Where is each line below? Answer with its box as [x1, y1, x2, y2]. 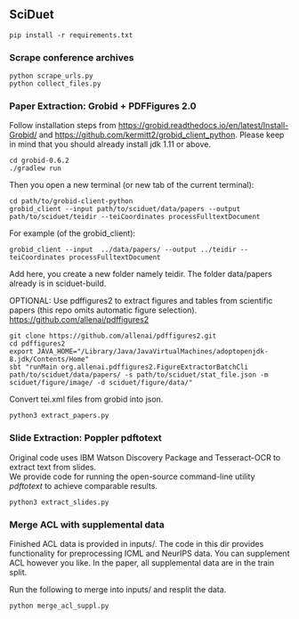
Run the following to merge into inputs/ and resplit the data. [9, 584, 227, 595]
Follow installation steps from [9, 120, 117, 131]
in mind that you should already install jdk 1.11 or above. [9, 139, 212, 150]
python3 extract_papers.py [9, 411, 109, 420]
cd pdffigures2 [9, 339, 66, 348]
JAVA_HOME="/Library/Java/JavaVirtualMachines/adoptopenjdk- [36, 347, 269, 356]
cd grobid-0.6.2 [9, 156, 69, 166]
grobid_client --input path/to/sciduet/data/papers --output [9, 205, 241, 214]
